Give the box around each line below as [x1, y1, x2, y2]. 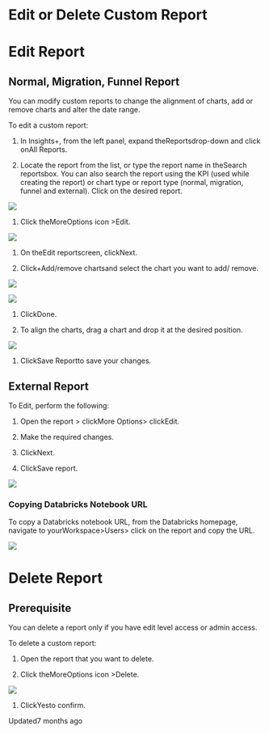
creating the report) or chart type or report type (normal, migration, [19, 178, 244, 188]
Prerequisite [8, 601, 72, 615]
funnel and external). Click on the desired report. [19, 186, 183, 196]
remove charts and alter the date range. [8, 105, 141, 115]
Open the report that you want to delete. [19, 654, 154, 664]
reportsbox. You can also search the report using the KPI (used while [19, 169, 250, 179]
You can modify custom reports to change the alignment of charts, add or [8, 96, 254, 106]
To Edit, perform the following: [8, 401, 110, 410]
